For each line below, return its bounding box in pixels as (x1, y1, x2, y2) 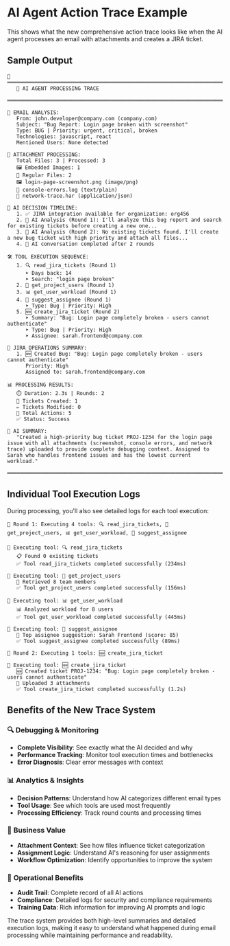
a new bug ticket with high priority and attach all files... (7, 234, 188, 241)
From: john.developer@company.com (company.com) (16, 115, 157, 122)
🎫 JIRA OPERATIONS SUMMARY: (7, 344, 88, 351)
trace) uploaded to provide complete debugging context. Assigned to (7, 445, 210, 453)
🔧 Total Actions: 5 (16, 409, 72, 416)
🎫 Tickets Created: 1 (16, 397, 78, 405)
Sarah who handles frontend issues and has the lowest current (7, 451, 192, 458)
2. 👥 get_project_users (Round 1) (16, 282, 115, 289)
